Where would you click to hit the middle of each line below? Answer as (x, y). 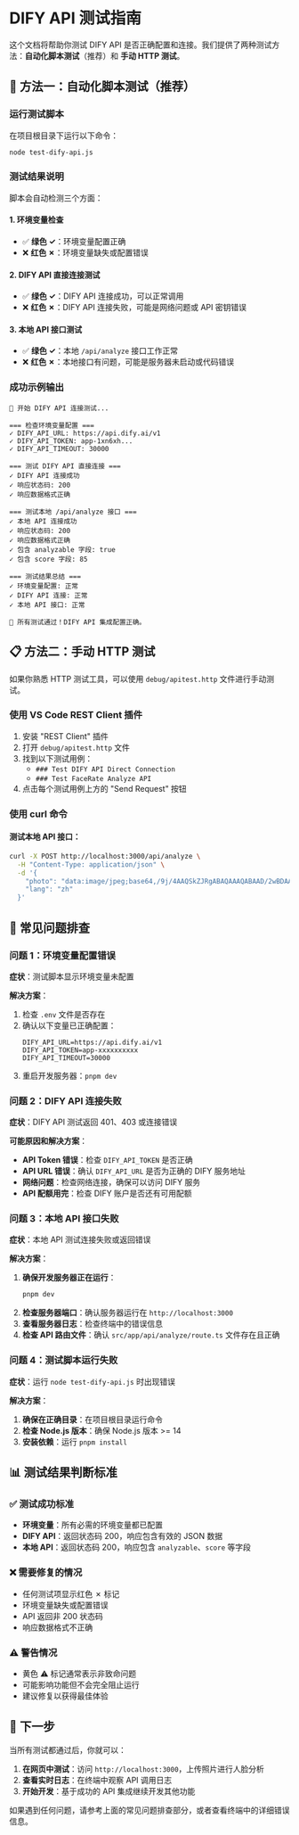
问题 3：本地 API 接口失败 (64, 1219)
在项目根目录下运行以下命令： (64, 136)
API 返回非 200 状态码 (63, 1616)
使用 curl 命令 (39, 814)
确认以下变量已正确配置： (69, 1025)
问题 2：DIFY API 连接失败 (65, 1100)
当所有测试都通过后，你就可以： (68, 1749)
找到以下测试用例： (57, 758)
